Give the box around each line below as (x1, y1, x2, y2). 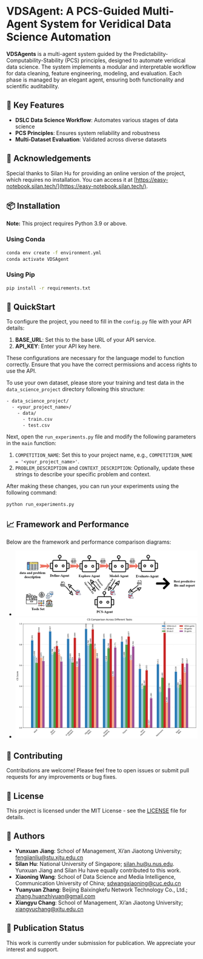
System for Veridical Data (39, 17, 171, 31)
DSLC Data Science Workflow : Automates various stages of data (15, 116, 179, 123)
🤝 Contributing (6, 750, 63, 761)
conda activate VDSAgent (6, 256, 69, 262)
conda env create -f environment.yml (6, 249, 102, 256)
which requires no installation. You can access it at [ (6, 176, 136, 183)
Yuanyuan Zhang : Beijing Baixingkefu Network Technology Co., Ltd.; (15, 886, 188, 893)
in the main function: (6, 440, 56, 447)
